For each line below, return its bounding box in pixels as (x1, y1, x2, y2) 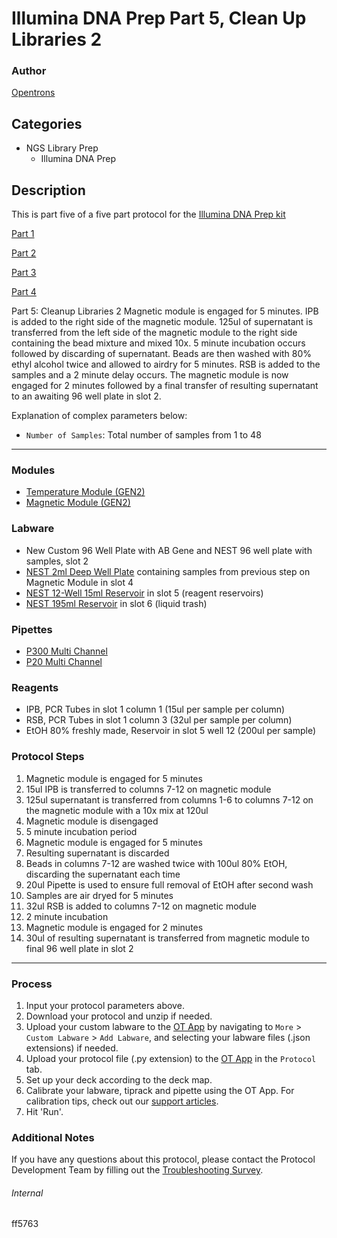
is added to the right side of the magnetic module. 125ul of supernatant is (11, 316, 314, 328)
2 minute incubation (25, 910, 109, 922)
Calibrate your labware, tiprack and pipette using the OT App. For (25, 1084, 295, 1096)
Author (11, 64, 47, 78)
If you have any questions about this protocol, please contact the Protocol (11, 1153, 316, 1166)
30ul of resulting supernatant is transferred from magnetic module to (25, 932, 310, 944)
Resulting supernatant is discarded (25, 847, 170, 859)
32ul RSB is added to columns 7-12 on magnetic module (25, 900, 258, 912)
